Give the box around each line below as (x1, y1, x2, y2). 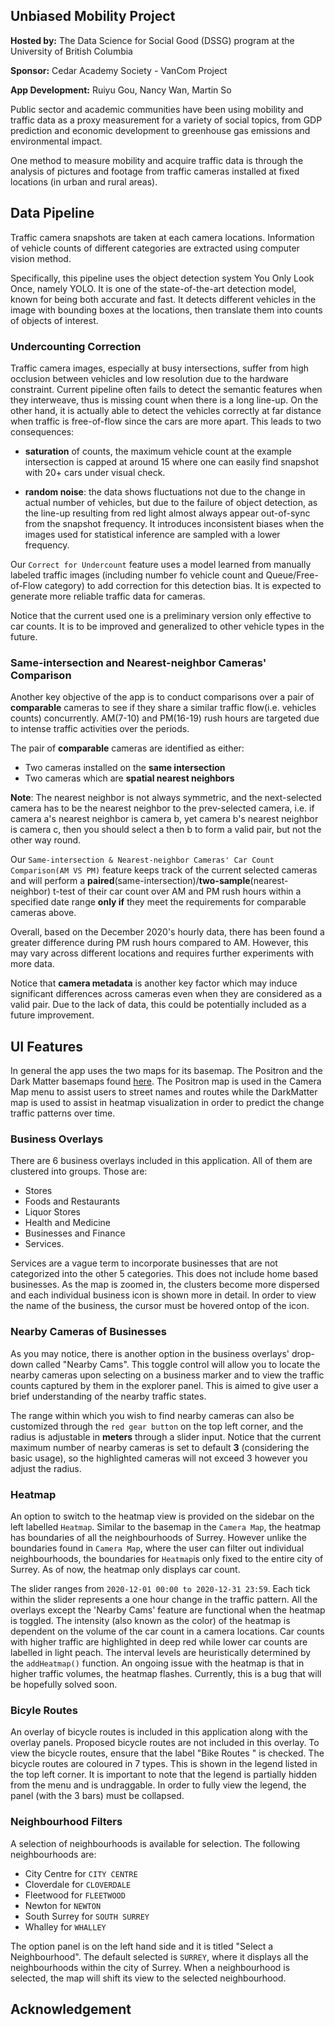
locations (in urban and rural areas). (10, 175, 158, 188)
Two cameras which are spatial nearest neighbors (24, 772, 235, 784)
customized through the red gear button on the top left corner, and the (10, 1420, 304, 1432)
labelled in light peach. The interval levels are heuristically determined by (10, 1646, 312, 1658)
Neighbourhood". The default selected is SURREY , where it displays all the (10, 1950, 309, 1963)
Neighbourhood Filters (10, 1815, 123, 1829)
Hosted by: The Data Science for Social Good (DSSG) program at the (10, 34, 295, 46)
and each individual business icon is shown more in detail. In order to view (10, 1289, 317, 1301)
